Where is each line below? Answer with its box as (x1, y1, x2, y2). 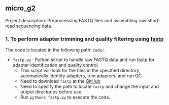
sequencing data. (16, 23, 52, 29)
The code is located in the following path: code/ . (5, 47, 106, 53)
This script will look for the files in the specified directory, (20, 68, 141, 74)
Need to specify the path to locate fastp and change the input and (20, 83, 159, 90)
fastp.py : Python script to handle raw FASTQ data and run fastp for (12, 57, 155, 63)
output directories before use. (20, 89, 83, 95)
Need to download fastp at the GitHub (20, 78, 100, 84)
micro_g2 (5, 4, 36, 13)
